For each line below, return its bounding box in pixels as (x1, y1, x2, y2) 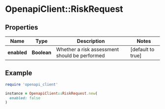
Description (77, 38, 105, 44)
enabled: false (9, 95, 41, 101)
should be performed (56, 52, 105, 59)
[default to (130, 46, 155, 53)
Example (5, 69, 32, 77)
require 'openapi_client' (5, 82, 58, 87)
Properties (5, 23, 38, 32)
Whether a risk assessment (56, 46, 119, 53)
